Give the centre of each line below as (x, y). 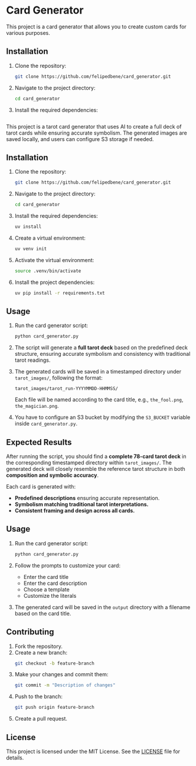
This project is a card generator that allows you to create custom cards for (97, 27)
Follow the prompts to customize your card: (68, 565)
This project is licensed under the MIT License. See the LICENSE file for (93, 751)
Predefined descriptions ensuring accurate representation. (87, 498)
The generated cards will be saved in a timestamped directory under (98, 372)
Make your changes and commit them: (61, 675)
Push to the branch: (39, 696)
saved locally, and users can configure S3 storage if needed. (80, 139)
